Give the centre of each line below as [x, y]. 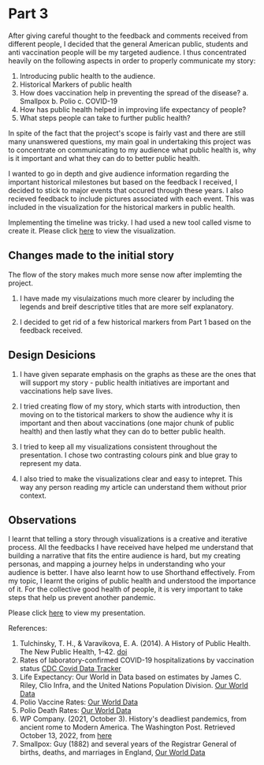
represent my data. [50, 463]
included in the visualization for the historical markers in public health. [122, 207]
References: [28, 629]
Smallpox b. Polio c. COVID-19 [69, 101]
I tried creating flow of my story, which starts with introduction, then [130, 406]
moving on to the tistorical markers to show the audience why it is [126, 414]
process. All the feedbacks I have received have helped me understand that [131, 547]
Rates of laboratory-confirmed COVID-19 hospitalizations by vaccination [137, 660]
